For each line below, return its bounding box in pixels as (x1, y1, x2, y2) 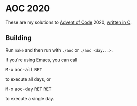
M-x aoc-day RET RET (5, 86, 52, 92)
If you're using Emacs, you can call (5, 57, 78, 63)
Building (5, 34, 32, 42)
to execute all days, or (5, 76, 51, 82)
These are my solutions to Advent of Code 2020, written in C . (5, 19, 132, 25)
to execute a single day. (5, 95, 54, 101)
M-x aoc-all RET (5, 67, 43, 72)
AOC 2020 (5, 3, 50, 14)
